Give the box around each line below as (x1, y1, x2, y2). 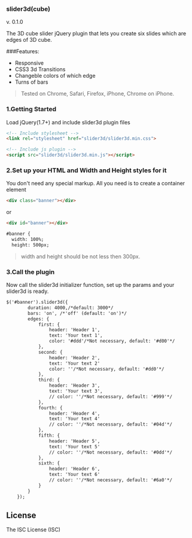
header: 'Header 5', (48, 438, 100, 444)
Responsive (14, 59, 44, 67)
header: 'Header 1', (48, 327, 100, 333)
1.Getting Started (6, 105, 57, 114)
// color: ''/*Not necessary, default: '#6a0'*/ (48, 477, 172, 483)
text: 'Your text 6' (48, 472, 100, 478)
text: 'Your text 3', (48, 388, 103, 395)
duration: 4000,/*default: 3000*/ (28, 304, 114, 311)
